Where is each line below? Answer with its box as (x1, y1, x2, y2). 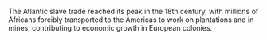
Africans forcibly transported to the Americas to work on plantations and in (8, 15, 254, 24)
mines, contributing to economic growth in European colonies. (8, 24, 213, 32)
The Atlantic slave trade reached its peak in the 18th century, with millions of (8, 7, 259, 16)
